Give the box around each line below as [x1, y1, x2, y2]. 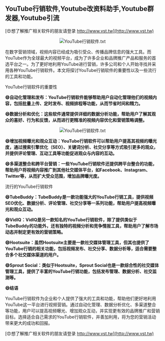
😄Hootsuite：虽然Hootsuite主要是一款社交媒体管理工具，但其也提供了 [5, 239, 150, 245]
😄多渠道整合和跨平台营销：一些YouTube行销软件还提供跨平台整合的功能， [5, 160, 157, 166]
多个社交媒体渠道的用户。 [9, 251, 61, 257]
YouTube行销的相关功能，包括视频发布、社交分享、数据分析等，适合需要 [5, 246, 153, 251]
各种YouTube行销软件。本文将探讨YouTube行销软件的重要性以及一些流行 [9, 67, 157, 73]
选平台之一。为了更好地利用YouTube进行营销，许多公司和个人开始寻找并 [5, 61, 152, 67]
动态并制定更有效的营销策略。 [5, 229, 65, 235]
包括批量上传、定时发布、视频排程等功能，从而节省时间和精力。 [13, 100, 143, 106]
